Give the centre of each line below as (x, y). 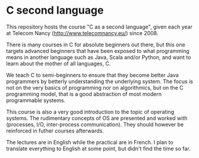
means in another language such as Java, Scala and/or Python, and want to (99, 57)
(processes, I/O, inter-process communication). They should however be (95, 124)
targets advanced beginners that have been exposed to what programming (98, 50)
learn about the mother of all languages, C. (59, 64)
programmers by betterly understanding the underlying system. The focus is (99, 81)
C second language (55, 10)
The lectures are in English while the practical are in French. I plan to (90, 142)
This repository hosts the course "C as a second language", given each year (99, 27)
